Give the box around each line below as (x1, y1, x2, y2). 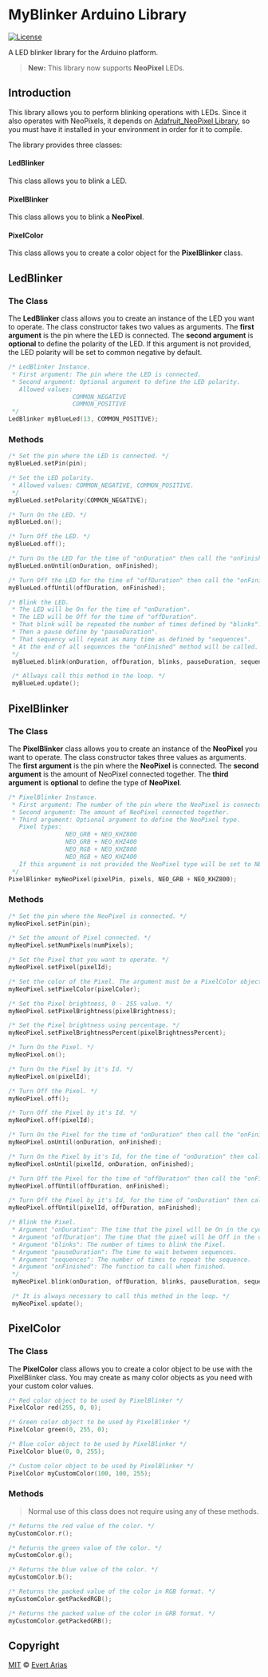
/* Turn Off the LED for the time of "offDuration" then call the (8, 576, 234, 585)
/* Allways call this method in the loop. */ (11, 672, 166, 681)
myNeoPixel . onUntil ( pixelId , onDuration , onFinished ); (8, 1160, 195, 1168)
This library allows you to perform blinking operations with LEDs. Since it (8, 107, 247, 117)
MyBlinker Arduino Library (8, 6, 187, 24)
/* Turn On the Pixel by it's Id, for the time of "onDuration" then (8, 1152, 245, 1160)
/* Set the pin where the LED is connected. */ (8, 452, 170, 461)
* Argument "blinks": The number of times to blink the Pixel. (11, 1240, 227, 1248)
